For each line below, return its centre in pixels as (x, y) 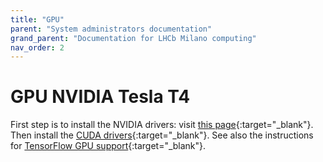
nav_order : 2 (37, 47)
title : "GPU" (37, 19)
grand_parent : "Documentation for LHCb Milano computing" (133, 38)
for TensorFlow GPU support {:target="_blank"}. (108, 146)
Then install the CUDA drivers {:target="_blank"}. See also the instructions (162, 135)
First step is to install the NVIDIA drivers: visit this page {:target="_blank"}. (162, 125)
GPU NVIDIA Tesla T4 (100, 97)
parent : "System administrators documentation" (111, 29)
